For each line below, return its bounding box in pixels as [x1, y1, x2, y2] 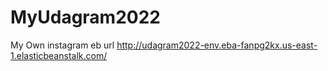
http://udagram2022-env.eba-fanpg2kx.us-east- [116, 39, 318, 51]
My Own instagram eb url [10, 39, 115, 51]
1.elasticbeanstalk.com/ [10, 49, 108, 61]
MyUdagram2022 [10, 6, 161, 29]
